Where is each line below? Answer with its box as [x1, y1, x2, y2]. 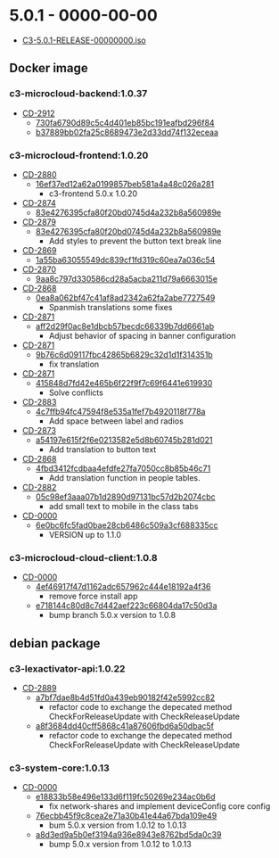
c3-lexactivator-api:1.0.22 [9, 662, 126, 674]
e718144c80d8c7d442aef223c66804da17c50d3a [35, 600, 217, 611]
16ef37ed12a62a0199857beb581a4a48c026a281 [35, 178, 215, 189]
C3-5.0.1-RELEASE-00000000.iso [21, 35, 146, 45]
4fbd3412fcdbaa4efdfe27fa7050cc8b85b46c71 [35, 463, 211, 474]
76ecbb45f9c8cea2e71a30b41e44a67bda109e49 [35, 811, 217, 821]
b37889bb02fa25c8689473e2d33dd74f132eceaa [35, 127, 218, 137]
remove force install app [48, 590, 138, 602]
